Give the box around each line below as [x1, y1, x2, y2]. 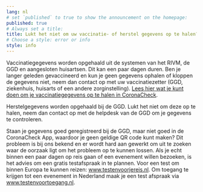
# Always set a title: [6, 25, 63, 32]
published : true [6, 20, 47, 26]
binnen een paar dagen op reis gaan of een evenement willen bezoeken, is [6, 153, 192, 160]
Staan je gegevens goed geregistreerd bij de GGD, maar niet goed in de [6, 127, 184, 135]
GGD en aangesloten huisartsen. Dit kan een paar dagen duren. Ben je [6, 65, 181, 72]
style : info [6, 43, 36, 49]
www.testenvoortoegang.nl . [6, 179, 76, 186]
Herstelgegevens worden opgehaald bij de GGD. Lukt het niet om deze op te [6, 103, 196, 110]
